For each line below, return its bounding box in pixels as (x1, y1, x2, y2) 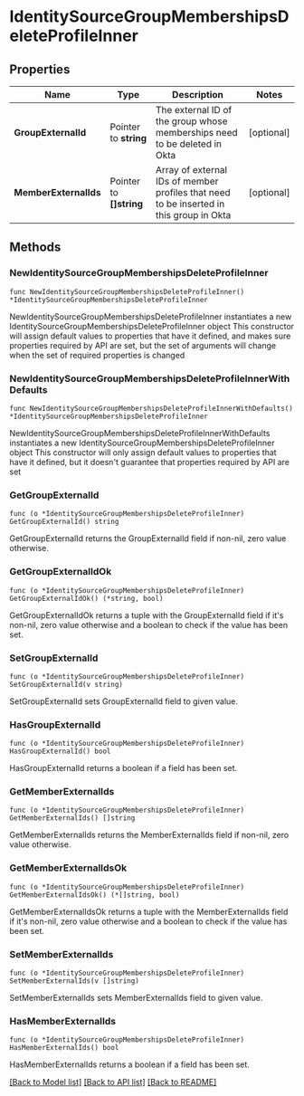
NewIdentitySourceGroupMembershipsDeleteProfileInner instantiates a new (9, 310, 292, 322)
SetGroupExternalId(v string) (9, 680, 124, 689)
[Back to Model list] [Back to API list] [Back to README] (9, 1077, 217, 1088)
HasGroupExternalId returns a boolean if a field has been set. (9, 763, 238, 774)
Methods (9, 240, 62, 255)
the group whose (155, 115, 228, 128)
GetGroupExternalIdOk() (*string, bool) (9, 594, 165, 603)
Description (171, 89, 224, 100)
